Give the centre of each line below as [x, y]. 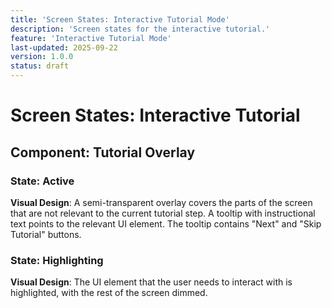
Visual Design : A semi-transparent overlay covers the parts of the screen [161, 202]
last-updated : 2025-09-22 [64, 47]
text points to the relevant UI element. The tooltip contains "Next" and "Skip [166, 223]
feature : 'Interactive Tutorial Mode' [91, 38]
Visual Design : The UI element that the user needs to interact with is [151, 282]
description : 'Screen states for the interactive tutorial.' [140, 29]
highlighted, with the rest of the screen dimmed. [109, 293]
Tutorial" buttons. [46, 234]
